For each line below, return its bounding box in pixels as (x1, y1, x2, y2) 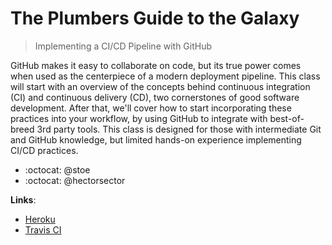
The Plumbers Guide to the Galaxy (10, 7, 300, 30)
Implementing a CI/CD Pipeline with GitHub (34, 40, 213, 52)
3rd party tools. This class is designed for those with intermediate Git (36, 123, 322, 135)
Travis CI (24, 223, 62, 236)
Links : (10, 193, 37, 206)
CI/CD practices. (10, 144, 79, 156)
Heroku (24, 213, 56, 225)
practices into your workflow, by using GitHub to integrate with (10, 112, 268, 124)
